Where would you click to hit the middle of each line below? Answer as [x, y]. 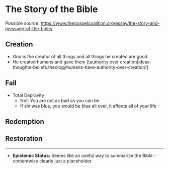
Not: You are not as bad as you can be [60, 100]
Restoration [24, 139]
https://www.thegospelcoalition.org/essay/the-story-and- [100, 23]
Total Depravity [28, 95]
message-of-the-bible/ [29, 28]
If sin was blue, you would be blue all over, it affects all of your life [88, 106]
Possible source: [22, 23]
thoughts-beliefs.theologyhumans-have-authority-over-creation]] [80, 67]
